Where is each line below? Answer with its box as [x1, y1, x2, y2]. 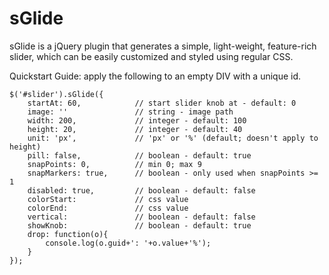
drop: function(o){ [27, 229, 109, 239]
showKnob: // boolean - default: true [27, 220, 252, 231]
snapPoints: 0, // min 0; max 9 [27, 159, 202, 169]
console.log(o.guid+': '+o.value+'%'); [45, 238, 212, 248]
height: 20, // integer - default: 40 [27, 124, 243, 134]
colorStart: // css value [27, 194, 189, 204]
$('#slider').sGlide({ [9, 89, 104, 99]
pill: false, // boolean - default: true [27, 150, 252, 161]
